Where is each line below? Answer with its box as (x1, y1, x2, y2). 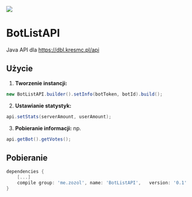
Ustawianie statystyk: (14, 102, 72, 109)
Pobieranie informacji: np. (14, 124, 81, 132)
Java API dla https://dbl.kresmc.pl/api (6, 46, 99, 53)
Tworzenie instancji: (14, 79, 67, 86)
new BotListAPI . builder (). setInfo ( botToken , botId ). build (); (6, 91, 163, 97)
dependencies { (6, 169, 45, 175)
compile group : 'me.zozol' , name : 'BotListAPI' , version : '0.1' (17, 180, 187, 186)
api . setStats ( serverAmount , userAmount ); (6, 114, 112, 120)
